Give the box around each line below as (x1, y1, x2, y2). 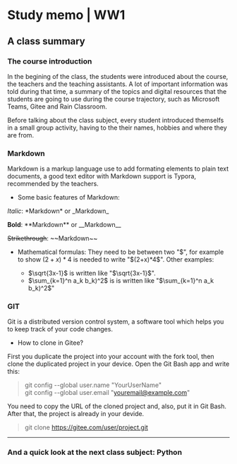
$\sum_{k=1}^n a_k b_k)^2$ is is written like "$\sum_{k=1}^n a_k (28, 276, 214, 285)
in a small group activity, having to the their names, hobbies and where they (7, 123, 227, 132)
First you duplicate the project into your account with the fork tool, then (7, 353, 214, 361)
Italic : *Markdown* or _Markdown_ (7, 207, 109, 215)
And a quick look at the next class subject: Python (7, 448, 182, 458)
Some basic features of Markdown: (17, 193, 120, 202)
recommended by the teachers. (7, 180, 99, 188)
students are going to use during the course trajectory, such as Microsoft (7, 94, 220, 103)
